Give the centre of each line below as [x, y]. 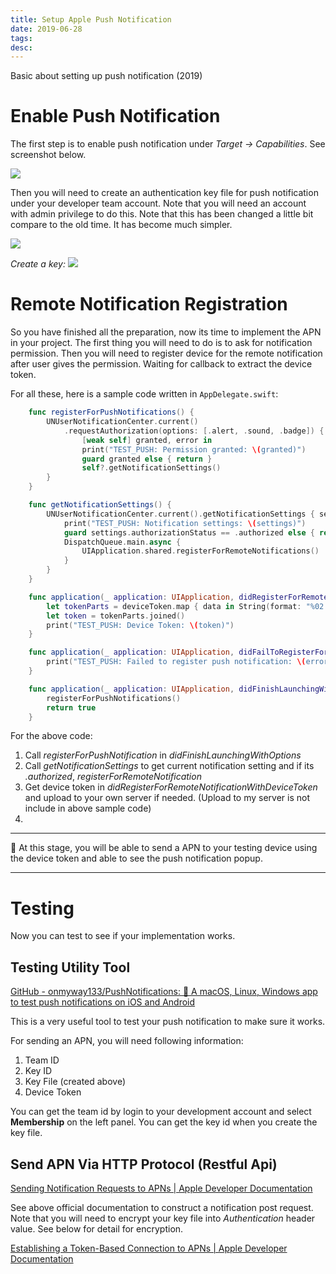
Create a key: [38, 264]
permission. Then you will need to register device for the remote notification [166, 353]
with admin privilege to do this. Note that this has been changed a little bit [162, 214]
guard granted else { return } [147, 459]
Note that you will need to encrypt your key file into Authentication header [163, 1218]
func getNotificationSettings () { [100, 505]
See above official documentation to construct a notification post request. [162, 1207]
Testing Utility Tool [70, 967]
